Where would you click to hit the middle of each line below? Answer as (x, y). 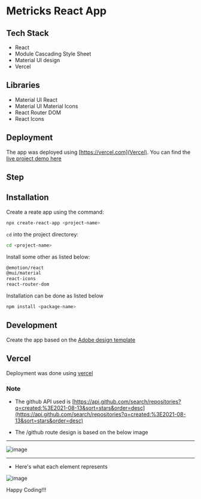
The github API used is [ (45, 401)
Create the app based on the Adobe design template (71, 340)
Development (32, 325)
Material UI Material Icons (46, 106)
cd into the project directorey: (42, 234)
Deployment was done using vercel (50, 373)
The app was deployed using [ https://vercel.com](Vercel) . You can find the (98, 152)
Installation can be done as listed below (55, 296)
